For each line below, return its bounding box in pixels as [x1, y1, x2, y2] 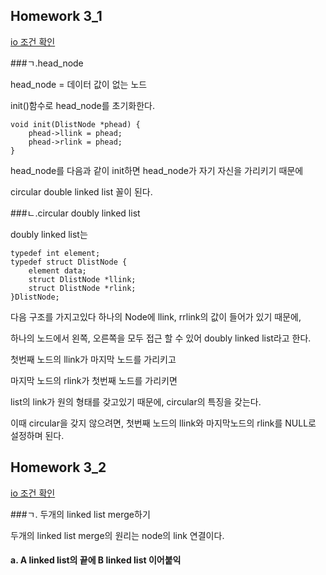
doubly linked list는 [10, 228, 88, 240]
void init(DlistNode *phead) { [10, 119, 141, 129]
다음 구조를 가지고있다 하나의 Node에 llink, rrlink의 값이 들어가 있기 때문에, [10, 310, 302, 323]
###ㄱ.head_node [10, 57, 84, 69]
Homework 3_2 [10, 459, 107, 476]
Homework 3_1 [10, 8, 103, 25]
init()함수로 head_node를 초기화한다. [10, 99, 155, 111]
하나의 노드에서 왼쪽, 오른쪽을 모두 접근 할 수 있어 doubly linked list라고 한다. [10, 332, 312, 344]
